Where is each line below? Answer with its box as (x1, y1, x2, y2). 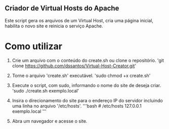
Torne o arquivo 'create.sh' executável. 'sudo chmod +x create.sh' (12, 72, 151, 78)
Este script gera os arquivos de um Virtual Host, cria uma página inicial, (5, 17, 154, 23)
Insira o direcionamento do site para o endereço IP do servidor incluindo (12, 97, 163, 103)
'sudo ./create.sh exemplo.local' (12, 88, 79, 94)
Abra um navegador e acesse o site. (12, 118, 88, 124)
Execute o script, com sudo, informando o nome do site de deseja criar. (12, 82, 161, 88)
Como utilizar (5, 40, 63, 52)
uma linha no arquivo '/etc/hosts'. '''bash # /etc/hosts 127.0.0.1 (12, 103, 142, 109)
